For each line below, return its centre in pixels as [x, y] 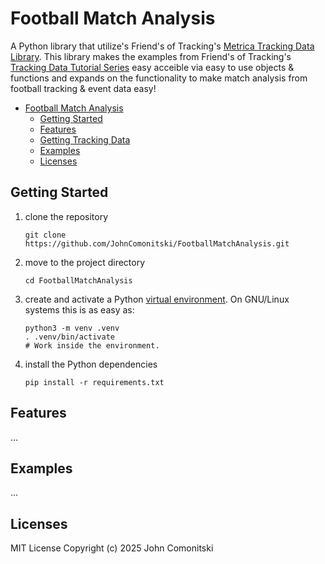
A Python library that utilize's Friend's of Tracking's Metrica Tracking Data [162, 46]
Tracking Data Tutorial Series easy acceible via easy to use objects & [152, 67]
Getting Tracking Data [85, 139]
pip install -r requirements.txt [94, 382]
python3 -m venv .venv [72, 328]
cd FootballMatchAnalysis [78, 280]
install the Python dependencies [91, 364]
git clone [45, 235]
